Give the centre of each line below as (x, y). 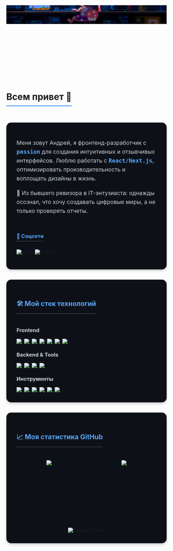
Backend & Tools (37, 355)
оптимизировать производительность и (71, 169)
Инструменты (35, 379)
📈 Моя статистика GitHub (60, 437)
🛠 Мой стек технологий (56, 303)
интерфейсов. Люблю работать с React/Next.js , (85, 161)
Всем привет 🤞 (39, 97)
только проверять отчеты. (52, 211)
